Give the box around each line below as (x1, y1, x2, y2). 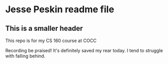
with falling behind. (5, 53, 46, 59)
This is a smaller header (5, 24, 83, 33)
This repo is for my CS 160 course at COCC (5, 37, 97, 44)
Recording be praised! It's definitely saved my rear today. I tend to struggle (5, 48, 163, 53)
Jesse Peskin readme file (5, 4, 114, 15)
